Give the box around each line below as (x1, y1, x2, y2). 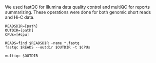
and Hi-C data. (5, 15, 35, 20)
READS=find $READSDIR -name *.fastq (5, 41, 79, 46)
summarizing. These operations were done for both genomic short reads (5, 9, 151, 15)
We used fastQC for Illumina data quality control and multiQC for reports (5, 4, 150, 10)
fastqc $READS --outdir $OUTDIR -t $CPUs (5, 45, 91, 50)
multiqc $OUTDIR (5, 53, 38, 58)
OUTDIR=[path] (5, 28, 34, 33)
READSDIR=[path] (5, 24, 38, 29)
